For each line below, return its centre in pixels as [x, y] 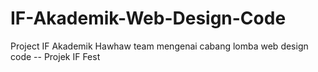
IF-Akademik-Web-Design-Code [148, 18]
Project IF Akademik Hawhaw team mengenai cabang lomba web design [159, 46]
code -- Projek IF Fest [55, 56]
